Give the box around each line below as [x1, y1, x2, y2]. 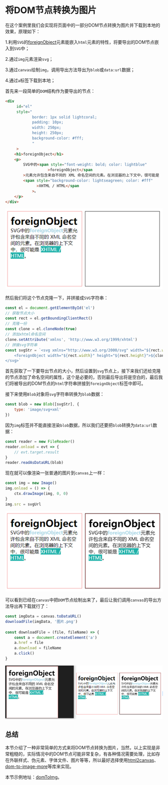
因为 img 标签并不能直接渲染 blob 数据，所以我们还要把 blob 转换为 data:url [5, 422, 153, 428]
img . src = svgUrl [5, 501, 41, 507]
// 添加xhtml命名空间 [5, 332, 46, 337]
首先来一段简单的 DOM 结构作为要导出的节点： [5, 88, 95, 94]
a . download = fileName [14, 645, 61, 650]
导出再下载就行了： [9, 603, 49, 609]
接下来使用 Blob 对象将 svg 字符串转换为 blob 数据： [5, 391, 104, 397]
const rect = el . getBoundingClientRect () [5, 316, 93, 321]
